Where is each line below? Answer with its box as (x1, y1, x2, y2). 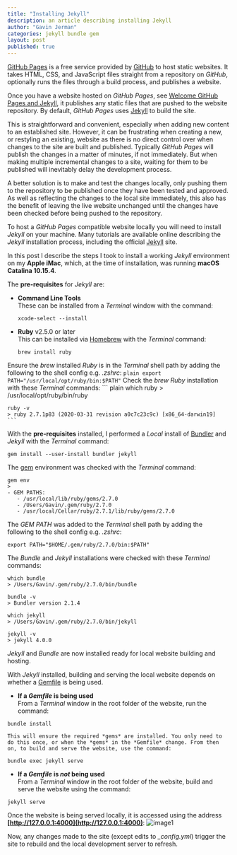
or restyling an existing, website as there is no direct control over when (7, 135, 214, 144)
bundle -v (7, 593, 37, 600)
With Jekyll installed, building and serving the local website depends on (7, 670, 216, 679)
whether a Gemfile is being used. (7, 678, 104, 686)
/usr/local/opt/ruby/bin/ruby (7, 391, 88, 400)
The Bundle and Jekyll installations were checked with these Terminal (7, 554, 210, 562)
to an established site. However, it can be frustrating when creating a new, (7, 128, 223, 136)
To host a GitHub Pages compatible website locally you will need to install (7, 223, 221, 231)
